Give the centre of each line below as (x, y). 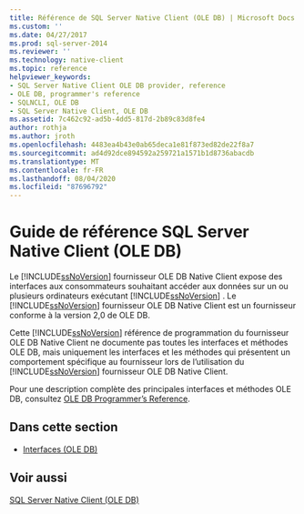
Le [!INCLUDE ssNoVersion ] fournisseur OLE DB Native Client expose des (146, 277)
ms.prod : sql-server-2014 (58, 43)
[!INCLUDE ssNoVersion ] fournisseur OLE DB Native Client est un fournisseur (153, 306)
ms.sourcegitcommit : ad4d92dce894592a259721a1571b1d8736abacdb (132, 153)
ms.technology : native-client (67, 60)
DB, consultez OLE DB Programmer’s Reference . (100, 399)
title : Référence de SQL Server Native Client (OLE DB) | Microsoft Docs (152, 18)
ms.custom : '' (36, 26)
